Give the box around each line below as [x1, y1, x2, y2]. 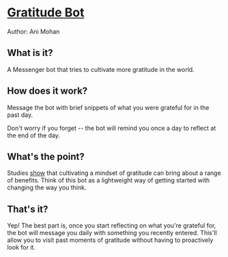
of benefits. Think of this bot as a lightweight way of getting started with [7, 176, 210, 185]
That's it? [7, 203, 48, 215]
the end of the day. [7, 131, 60, 139]
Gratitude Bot [7, 5, 85, 21]
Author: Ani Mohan [7, 27, 60, 36]
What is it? [7, 47, 53, 59]
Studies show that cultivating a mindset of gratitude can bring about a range [7, 169, 222, 177]
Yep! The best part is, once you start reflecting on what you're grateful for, [7, 221, 216, 230]
